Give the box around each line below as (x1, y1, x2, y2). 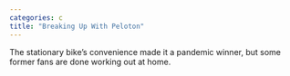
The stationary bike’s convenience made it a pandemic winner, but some (9, 46, 281, 57)
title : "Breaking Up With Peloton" (9, 22, 145, 31)
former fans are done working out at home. (9, 56, 171, 67)
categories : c (9, 13, 64, 23)
